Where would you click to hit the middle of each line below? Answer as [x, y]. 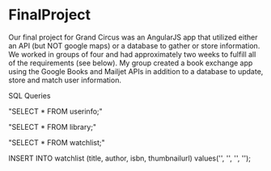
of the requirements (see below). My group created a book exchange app [131, 63]
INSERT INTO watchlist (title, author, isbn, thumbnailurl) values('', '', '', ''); [129, 158]
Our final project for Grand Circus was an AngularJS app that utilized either [133, 37]
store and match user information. [65, 80]
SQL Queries [30, 95]
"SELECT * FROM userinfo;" [55, 111]
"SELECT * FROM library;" [53, 127]
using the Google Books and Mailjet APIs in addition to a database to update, [136, 71]
